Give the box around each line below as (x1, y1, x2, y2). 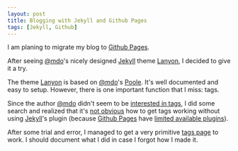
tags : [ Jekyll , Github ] (7, 23, 78, 30)
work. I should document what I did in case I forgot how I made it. (7, 135, 198, 144)
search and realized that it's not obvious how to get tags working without (7, 107, 220, 116)
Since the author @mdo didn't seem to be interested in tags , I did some (7, 99, 215, 108)
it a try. (7, 65, 28, 73)
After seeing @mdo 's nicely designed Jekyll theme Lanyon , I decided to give (7, 57, 231, 65)
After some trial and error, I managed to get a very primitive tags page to (7, 128, 219, 137)
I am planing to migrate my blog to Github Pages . (7, 43, 150, 52)
